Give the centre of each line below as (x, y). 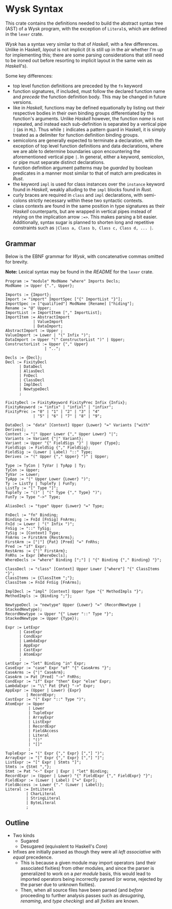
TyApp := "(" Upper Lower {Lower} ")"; (48, 479)
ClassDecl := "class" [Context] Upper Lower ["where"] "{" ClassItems (82, 569)
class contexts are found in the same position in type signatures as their (89, 206)
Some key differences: (29, 76)
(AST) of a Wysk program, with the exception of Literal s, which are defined (86, 28)
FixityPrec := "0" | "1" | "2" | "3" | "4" (53, 412)
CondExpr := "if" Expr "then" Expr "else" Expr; (58, 681)
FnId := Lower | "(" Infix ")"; (40, 524)
